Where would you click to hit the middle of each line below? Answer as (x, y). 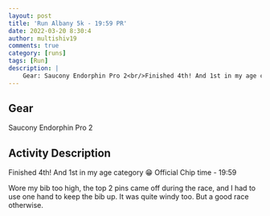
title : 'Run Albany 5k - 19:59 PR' (68, 23)
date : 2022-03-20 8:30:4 (50, 31)
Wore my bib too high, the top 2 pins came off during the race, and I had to (132, 188)
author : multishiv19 (43, 38)
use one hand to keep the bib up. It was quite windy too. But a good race (129, 197)
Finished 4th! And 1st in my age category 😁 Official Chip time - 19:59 (123, 172)
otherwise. (26, 206)
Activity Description (59, 153)
